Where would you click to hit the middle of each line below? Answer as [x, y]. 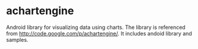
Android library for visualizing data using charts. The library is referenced [96, 27]
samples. [17, 40]
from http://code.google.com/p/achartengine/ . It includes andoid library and [99, 33]
